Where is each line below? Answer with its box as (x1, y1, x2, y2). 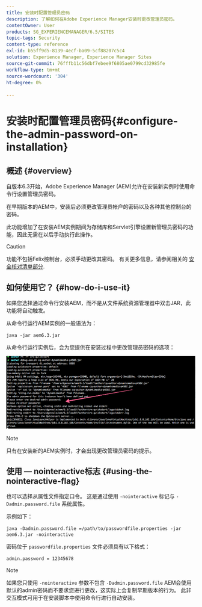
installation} (6, 140, 69, 154)
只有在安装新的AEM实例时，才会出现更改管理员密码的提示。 (6, 447, 155, 454)
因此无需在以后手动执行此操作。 (16, 231, 96, 238)
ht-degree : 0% (6, 79, 42, 85)
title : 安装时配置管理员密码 (6, 10, 70, 16)
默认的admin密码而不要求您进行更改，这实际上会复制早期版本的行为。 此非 (6, 587, 192, 594)
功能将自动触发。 (6, 307, 49, 314)
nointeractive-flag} (6, 476, 80, 487)
